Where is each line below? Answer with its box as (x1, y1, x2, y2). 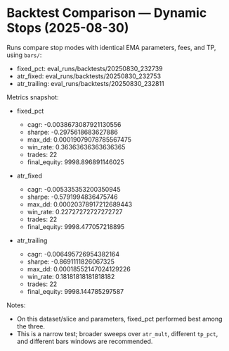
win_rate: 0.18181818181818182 (27, 272, 115, 281)
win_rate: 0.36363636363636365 (27, 142, 126, 151)
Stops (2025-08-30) (6, 20, 129, 36)
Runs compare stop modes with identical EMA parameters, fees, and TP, (6, 43, 216, 51)
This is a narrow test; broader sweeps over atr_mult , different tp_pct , (16, 329, 218, 338)
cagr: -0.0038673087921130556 (27, 120, 122, 128)
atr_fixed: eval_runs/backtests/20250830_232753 (16, 72, 162, 80)
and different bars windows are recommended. (16, 337, 153, 345)
